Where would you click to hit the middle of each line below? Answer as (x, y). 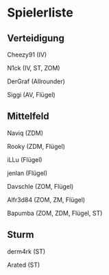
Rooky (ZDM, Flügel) (36, 146)
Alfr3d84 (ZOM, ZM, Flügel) (46, 200)
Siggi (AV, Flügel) (32, 95)
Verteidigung (36, 38)
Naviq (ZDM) (25, 133)
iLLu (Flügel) (25, 159)
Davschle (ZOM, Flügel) (40, 186)
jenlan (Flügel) (27, 173)
